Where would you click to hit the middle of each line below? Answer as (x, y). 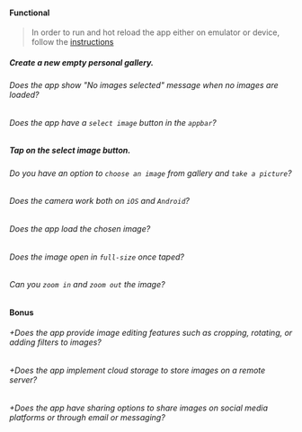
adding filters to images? (55, 342)
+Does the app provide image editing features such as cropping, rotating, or (151, 333)
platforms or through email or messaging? (88, 417)
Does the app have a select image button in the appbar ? (113, 122)
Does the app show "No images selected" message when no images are (144, 85)
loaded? (24, 95)
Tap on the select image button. (70, 150)
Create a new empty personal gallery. (82, 62)
